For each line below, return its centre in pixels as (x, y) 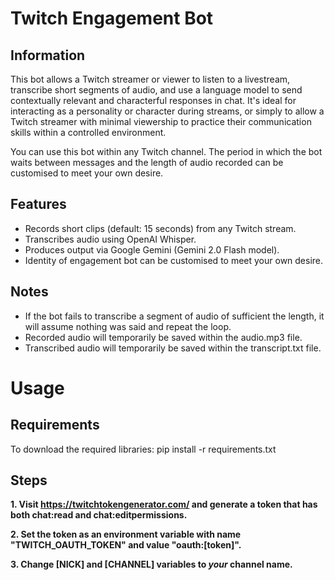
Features (38, 204)
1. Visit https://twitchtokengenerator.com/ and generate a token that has (164, 504)
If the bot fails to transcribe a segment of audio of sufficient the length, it (174, 316)
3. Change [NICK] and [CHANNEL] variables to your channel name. (151, 564)
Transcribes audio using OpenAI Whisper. (110, 239)
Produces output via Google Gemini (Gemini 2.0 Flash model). (152, 249)
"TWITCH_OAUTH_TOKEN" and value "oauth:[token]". (126, 545)
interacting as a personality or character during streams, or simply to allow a (167, 111)
